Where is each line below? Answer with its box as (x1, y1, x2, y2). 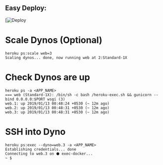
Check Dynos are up (5, 71, 90, 83)
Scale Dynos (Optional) (5, 35, 103, 46)
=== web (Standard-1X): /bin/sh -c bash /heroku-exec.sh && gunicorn (5, 92, 152, 97)
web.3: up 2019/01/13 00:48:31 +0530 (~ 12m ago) (5, 110, 110, 114)
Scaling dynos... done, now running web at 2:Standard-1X (5, 55, 127, 60)
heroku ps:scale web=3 (5, 51, 52, 56)
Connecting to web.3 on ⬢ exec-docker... (5, 151, 93, 156)
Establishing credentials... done (5, 147, 77, 152)
